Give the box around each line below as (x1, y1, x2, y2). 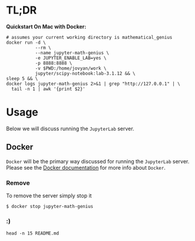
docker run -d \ (6, 39, 46, 45)
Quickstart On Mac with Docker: (6, 23, 87, 30)
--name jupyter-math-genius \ (35, 49, 110, 56)
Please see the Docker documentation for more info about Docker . (6, 164, 166, 171)
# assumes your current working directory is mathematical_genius (6, 34, 173, 40)
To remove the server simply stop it (6, 192, 92, 199)
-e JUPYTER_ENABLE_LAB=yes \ (35, 55, 107, 61)
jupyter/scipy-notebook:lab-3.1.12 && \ (35, 70, 135, 77)
